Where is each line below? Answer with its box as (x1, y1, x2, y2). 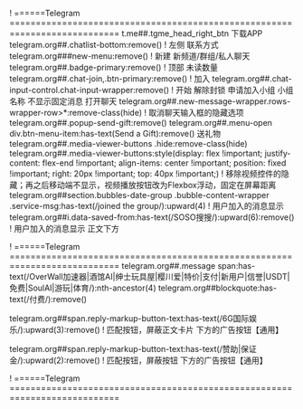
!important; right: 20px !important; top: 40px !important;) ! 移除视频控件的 (9, 168, 282, 179)
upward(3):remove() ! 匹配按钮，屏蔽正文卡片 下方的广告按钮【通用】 (25, 325, 283, 335)
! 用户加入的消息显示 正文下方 (9, 224, 119, 233)
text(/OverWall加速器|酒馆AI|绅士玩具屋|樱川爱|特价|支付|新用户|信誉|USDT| (9, 271, 290, 281)
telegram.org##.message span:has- (121, 261, 256, 271)
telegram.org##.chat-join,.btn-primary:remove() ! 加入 (9, 73, 211, 84)
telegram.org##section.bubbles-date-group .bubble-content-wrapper (9, 190, 270, 200)
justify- (264, 148, 291, 158)
